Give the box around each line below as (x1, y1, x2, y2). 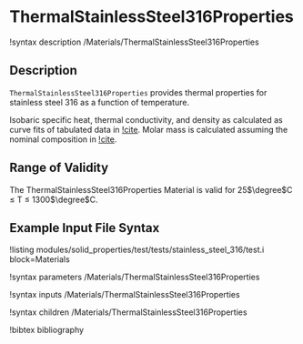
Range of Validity (9, 160, 109, 176)
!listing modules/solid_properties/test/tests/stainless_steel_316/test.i (9, 244, 265, 256)
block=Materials (9, 254, 70, 265)
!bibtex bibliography (9, 325, 85, 336)
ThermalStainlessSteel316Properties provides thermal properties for (9, 86, 268, 97)
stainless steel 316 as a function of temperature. (9, 96, 189, 107)
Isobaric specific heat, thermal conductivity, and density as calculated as (9, 114, 284, 125)
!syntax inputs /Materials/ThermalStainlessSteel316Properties (9, 289, 240, 300)
